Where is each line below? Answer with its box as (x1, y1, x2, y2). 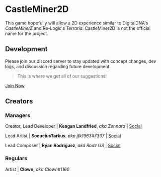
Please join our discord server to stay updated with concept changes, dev (5, 58, 157, 64)
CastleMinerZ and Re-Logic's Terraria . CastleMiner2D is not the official (5, 25, 151, 31)
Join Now (5, 83, 25, 88)
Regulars (5, 155, 27, 162)
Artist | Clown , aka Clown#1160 (5, 166, 70, 172)
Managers (5, 112, 31, 119)
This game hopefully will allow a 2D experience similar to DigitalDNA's (5, 20, 148, 26)
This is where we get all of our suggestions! (17, 73, 107, 79)
